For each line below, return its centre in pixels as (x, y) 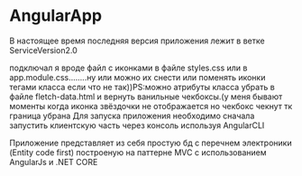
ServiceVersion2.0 (44, 50)
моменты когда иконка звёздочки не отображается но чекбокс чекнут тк (151, 106)
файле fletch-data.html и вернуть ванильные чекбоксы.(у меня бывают (146, 97)
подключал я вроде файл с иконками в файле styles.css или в (128, 68)
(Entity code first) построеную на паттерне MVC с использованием (138, 152)
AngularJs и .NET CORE (54, 162)
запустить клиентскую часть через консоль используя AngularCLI (137, 125)
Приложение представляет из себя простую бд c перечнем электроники (151, 143)
